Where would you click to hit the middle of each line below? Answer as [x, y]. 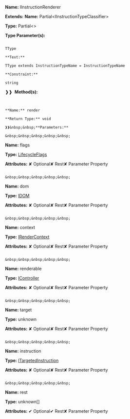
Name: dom [17, 186]
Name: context [20, 227]
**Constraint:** [21, 74]
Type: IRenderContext [27, 237]
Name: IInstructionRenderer [33, 7]
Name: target [19, 310]
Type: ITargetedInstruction [32, 360]
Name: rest [16, 392]
